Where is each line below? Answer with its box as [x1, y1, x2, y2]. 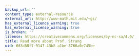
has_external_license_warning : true [5, 25, 79, 30]
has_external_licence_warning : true [5, 20, 79, 26]
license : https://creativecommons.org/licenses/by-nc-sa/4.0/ [5, 35, 134, 39]
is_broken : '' [5, 30, 34, 35]
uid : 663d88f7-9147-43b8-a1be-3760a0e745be [5, 43, 95, 48]
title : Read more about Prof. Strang [5, 39, 82, 44]
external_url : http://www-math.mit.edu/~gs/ [5, 16, 97, 21]
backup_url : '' [5, 7, 36, 12]
